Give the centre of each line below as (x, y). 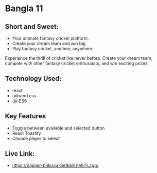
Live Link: (20, 154)
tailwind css (24, 95)
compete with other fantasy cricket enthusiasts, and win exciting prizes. (77, 63)
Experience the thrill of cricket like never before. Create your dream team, (79, 58)
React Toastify (26, 133)
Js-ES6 (19, 101)
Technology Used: (33, 79)
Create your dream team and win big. (49, 43)
